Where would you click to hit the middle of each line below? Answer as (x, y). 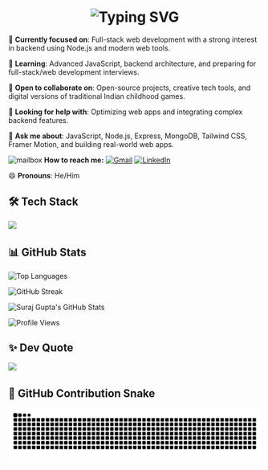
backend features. (39, 120)
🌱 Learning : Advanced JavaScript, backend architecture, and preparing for (132, 63)
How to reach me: (74, 160)
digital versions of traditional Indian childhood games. (97, 96)
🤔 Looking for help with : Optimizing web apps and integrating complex (126, 112)
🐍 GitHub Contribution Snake (82, 393)
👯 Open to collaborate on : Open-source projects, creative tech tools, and (130, 88)
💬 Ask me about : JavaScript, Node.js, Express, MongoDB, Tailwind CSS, (128, 136)
